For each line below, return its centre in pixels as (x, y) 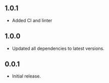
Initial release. (26, 76)
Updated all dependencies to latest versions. (58, 48)
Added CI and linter (32, 20)
